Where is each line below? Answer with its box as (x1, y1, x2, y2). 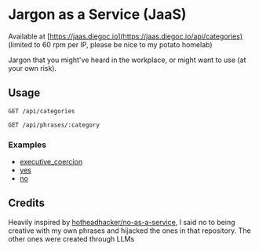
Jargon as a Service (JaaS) (8, 6, 187, 24)
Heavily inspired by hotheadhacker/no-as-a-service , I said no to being (8, 217, 235, 227)
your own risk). (8, 63, 57, 72)
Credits (8, 197, 46, 210)
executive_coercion (19, 157, 83, 167)
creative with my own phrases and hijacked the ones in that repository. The (8, 226, 251, 235)
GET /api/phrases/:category (8, 120, 100, 129)
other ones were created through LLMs (8, 234, 135, 243)
